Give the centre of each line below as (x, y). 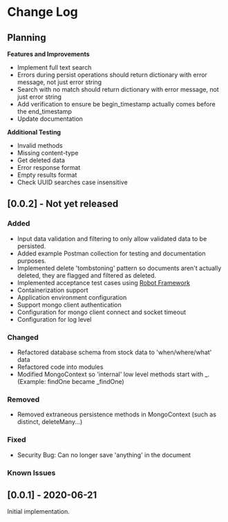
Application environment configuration (72, 297)
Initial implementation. (39, 512)
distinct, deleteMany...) (50, 422)
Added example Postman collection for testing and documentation (111, 253)
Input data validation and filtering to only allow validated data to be (112, 238)
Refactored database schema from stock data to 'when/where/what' (114, 352)
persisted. (31, 246)
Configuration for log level (54, 319)
